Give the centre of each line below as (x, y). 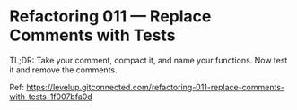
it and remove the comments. (64, 70)
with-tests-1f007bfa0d (51, 97)
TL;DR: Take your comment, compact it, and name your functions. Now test (148, 60)
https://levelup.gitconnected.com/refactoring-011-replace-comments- (156, 87)
